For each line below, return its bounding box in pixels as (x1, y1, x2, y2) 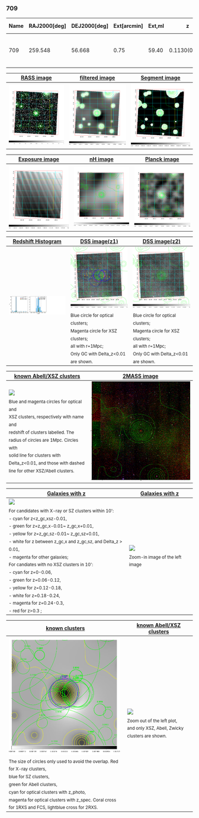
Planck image (145, 156, 179, 163)
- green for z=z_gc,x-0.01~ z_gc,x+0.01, (8, 523, 94, 530)
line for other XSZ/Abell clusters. (8, 468, 75, 474)
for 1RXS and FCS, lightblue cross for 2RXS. (8, 804, 98, 811)
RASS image (20, 74, 52, 81)
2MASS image (122, 372, 159, 380)
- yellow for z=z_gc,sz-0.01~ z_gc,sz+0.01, (8, 531, 99, 537)
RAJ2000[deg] (28, 23, 66, 30)
